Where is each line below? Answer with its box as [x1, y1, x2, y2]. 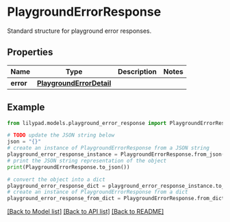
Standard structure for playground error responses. [7, 27, 152, 35]
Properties [7, 46, 53, 58]
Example [7, 102, 45, 113]
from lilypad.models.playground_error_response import [7, 120, 167, 126]
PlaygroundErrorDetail [36, 78, 112, 87]
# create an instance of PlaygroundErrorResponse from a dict [7, 189, 188, 195]
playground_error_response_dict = [7, 182, 106, 189]
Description [117, 66, 157, 76]
